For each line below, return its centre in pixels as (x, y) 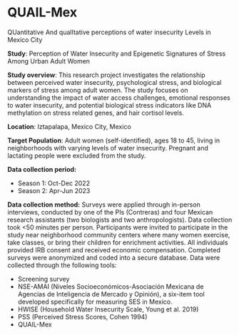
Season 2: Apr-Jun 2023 (54, 190)
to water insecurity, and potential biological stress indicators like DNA (110, 105)
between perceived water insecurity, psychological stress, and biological (115, 82)
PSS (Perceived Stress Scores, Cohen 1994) (82, 316)
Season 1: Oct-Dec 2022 (54, 183)
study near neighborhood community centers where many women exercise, (119, 234)
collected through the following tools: (62, 265)
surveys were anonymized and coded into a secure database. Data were (114, 257)
